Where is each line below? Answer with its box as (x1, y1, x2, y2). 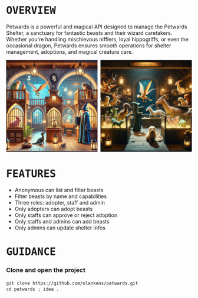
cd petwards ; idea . (6, 286, 60, 292)
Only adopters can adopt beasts (14, 205, 93, 213)
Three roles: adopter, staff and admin (14, 199, 105, 206)
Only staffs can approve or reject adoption (14, 212, 118, 219)
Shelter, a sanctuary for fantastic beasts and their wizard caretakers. (6, 29, 173, 36)
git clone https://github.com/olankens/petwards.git (6, 280, 138, 286)
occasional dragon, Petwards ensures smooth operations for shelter (6, 42, 171, 49)
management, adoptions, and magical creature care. (6, 48, 134, 55)
